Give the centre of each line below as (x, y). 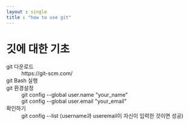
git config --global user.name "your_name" (75, 95)
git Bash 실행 (22, 81)
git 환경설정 (20, 88)
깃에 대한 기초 (38, 49)
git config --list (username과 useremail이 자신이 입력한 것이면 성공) (102, 116)
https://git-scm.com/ (47, 73)
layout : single (27, 12)
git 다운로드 (20, 67)
